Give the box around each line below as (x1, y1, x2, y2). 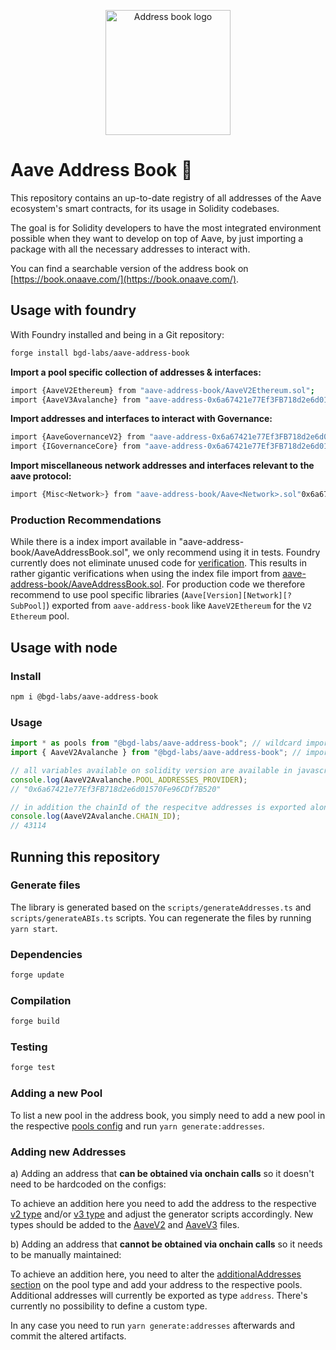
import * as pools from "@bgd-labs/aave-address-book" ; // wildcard (10, 738, 302, 749)
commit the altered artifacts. (10, 1330, 127, 1342)
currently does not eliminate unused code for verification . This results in (10, 557, 307, 569)
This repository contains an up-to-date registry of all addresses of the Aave (10, 191, 322, 204)
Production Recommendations (10, 513, 162, 527)
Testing (10, 1040, 48, 1054)
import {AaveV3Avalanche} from (10, 395, 141, 405)
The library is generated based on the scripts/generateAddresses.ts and (10, 901, 312, 913)
